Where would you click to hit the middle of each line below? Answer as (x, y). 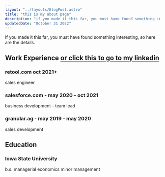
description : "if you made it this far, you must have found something (80, 19)
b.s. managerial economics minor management (53, 169)
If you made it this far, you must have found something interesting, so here (80, 37)
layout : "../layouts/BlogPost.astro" (44, 10)
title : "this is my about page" (38, 14)
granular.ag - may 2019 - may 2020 (48, 119)
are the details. (20, 43)
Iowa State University (31, 158)
